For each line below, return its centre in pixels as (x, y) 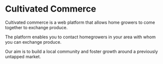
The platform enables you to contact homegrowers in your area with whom (80, 37)
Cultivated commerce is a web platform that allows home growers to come (80, 22)
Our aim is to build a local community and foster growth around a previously (81, 51)
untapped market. (23, 56)
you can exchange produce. (33, 42)
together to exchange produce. (36, 27)
